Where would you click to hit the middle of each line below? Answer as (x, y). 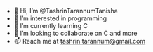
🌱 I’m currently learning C (51, 26)
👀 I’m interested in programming (60, 18)
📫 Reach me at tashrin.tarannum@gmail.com (80, 41)
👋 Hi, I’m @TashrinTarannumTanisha (66, 11)
